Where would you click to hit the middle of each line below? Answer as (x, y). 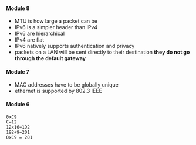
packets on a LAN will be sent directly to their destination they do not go (102, 52)
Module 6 (18, 104)
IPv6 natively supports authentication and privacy (75, 46)
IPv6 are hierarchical (40, 34)
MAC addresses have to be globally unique (66, 85)
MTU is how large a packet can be (56, 21)
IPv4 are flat (29, 40)
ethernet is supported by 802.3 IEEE (58, 91)
